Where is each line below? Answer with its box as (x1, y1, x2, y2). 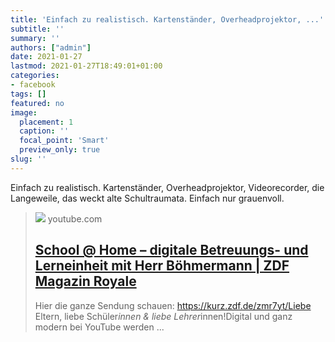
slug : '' (10, 154, 47, 164)
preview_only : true (19, 145, 101, 155)
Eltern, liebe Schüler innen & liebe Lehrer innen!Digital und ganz (34, 310, 293, 322)
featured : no (10, 98, 65, 108)
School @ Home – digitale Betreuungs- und (34, 242, 309, 259)
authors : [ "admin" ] (10, 42, 92, 53)
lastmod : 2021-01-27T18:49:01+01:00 (10, 61, 163, 71)
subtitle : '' (10, 24, 65, 34)
